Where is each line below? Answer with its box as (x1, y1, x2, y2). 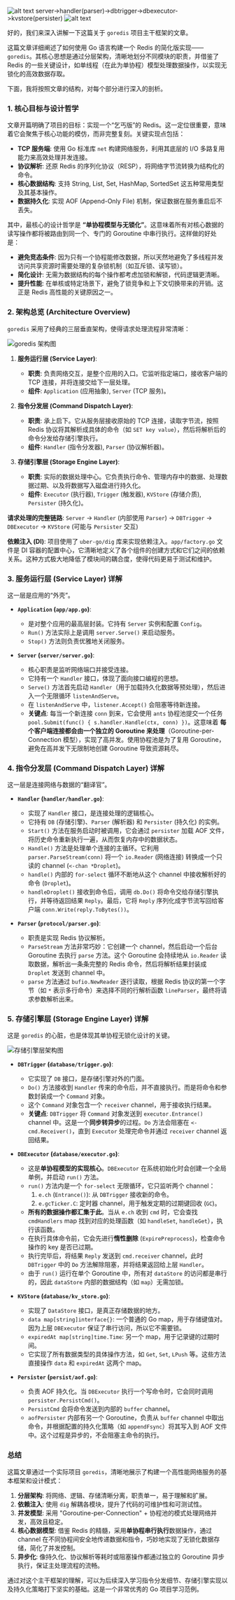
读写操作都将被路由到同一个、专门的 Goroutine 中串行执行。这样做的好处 (7, 230, 217, 238)
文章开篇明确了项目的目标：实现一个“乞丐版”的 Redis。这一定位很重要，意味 (7, 121, 227, 129)
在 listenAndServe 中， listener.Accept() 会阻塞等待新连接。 (27, 700, 204, 708)
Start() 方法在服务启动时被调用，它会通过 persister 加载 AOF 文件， (27, 827, 228, 835)
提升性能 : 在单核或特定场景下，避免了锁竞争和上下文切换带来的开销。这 (17, 279, 224, 288)
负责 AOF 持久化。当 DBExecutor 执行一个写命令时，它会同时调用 (27, 1387, 214, 1396)
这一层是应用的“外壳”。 (7, 591, 75, 599)
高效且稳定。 (29, 1517, 67, 1526)
